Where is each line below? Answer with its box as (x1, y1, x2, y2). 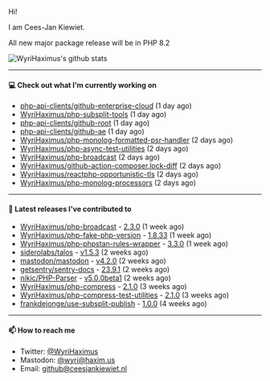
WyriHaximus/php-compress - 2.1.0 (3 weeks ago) (19, 282, 187, 292)
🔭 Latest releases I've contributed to (8, 204, 132, 213)
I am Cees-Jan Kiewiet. (8, 23, 86, 31)
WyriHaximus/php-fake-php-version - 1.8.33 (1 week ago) (19, 230, 212, 240)
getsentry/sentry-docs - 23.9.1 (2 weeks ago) (19, 265, 170, 275)
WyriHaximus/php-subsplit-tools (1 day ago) (19, 110, 167, 119)
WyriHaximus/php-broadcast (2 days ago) (19, 152, 161, 162)
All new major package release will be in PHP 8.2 (8, 38, 170, 48)
